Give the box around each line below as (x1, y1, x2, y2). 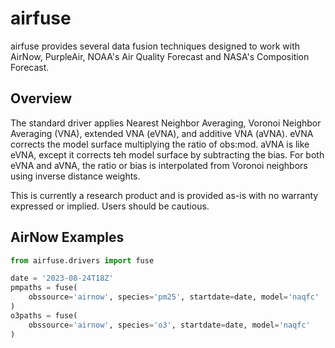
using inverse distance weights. (10, 170, 141, 182)
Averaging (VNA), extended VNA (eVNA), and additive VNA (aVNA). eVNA (10, 127, 314, 139)
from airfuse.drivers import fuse (10, 255, 155, 266)
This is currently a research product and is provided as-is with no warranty (10, 189, 319, 201)
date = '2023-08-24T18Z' (10, 273, 114, 284)
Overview (10, 90, 73, 107)
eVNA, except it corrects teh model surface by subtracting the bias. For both (10, 148, 325, 161)
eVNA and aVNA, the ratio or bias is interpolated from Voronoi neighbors (10, 159, 308, 171)
